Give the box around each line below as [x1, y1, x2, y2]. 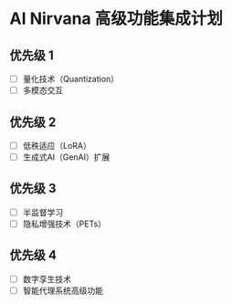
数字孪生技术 [22, 273, 71, 284]
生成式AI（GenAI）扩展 [22, 152, 111, 162]
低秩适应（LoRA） [22, 140, 91, 151]
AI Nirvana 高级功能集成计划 [9, 8, 224, 29]
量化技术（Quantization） [22, 74, 120, 84]
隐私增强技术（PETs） [22, 218, 107, 229]
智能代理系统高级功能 [22, 285, 103, 296]
